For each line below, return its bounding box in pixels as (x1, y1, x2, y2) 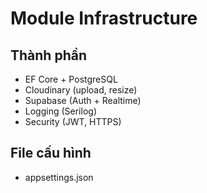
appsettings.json (24, 171, 94, 183)
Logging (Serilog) (24, 105, 97, 117)
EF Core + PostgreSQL (24, 73, 118, 85)
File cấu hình (10, 145, 92, 162)
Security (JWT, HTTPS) (24, 116, 122, 127)
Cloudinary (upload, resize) (24, 84, 138, 96)
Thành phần (10, 47, 87, 64)
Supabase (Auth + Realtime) (24, 95, 142, 106)
